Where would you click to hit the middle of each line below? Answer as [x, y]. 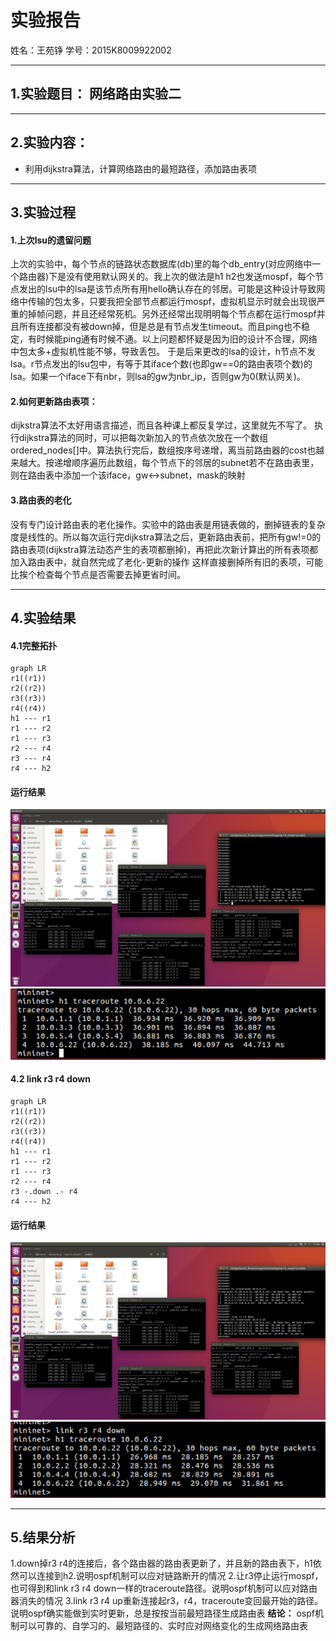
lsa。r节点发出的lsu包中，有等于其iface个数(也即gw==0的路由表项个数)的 [161, 364]
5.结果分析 [43, 1537]
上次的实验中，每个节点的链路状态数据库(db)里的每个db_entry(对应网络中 [161, 264]
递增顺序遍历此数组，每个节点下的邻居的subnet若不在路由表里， [186, 463]
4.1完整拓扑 [34, 645]
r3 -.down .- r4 [44, 1191]
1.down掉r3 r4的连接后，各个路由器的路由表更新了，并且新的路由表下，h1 [161, 1563]
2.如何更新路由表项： [54, 401]
